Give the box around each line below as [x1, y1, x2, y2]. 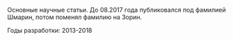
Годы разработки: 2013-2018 [7, 27, 93, 34]
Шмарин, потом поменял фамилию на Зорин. [7, 13, 143, 21]
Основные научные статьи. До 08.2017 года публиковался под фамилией [7, 6, 226, 14]
